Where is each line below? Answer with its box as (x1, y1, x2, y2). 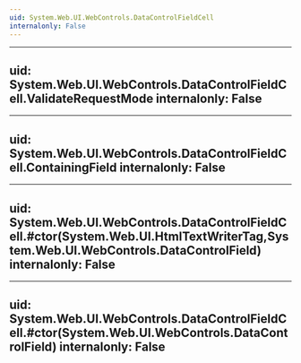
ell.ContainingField (9, 160, 117, 175)
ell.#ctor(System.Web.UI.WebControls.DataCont (9, 325, 288, 341)
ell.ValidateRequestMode (9, 91, 154, 106)
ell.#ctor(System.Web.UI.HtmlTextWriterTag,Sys (9, 229, 289, 244)
